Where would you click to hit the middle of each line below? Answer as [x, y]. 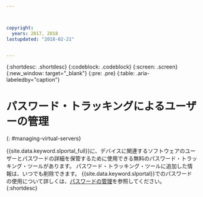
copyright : [20, 28]
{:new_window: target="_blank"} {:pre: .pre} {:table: [71, 73]
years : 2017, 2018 [35, 33]
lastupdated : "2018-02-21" [40, 39]
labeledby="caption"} [33, 80]
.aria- [143, 73]
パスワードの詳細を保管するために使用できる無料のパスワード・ [102, 159]
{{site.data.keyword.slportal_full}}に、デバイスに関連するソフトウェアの [96, 151]
